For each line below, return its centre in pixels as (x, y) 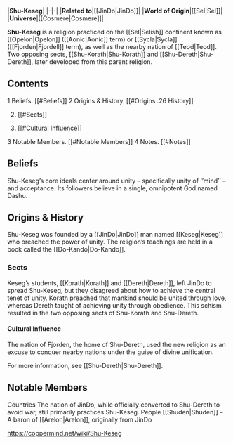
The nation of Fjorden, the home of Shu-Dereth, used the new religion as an (116, 344)
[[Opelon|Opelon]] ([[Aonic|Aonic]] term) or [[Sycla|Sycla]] (92, 39)
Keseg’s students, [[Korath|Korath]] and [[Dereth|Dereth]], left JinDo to (109, 283)
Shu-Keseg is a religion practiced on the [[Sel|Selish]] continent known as (115, 32)
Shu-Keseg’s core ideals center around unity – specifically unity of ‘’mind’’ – (116, 181)
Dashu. (18, 195)
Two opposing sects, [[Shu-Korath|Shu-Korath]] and (83, 54)
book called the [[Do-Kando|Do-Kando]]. (67, 249)
